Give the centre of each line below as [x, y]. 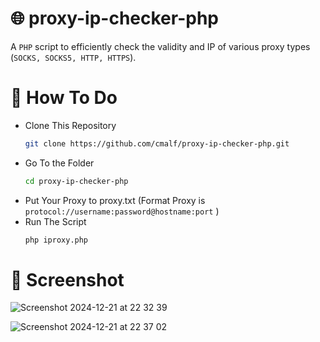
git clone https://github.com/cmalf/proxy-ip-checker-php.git [157, 143]
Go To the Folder [59, 163]
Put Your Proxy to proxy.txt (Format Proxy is [115, 200]
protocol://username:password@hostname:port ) [122, 211]
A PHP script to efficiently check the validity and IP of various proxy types [160, 46]
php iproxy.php [56, 240]
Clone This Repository [70, 125]
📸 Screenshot [67, 279]
